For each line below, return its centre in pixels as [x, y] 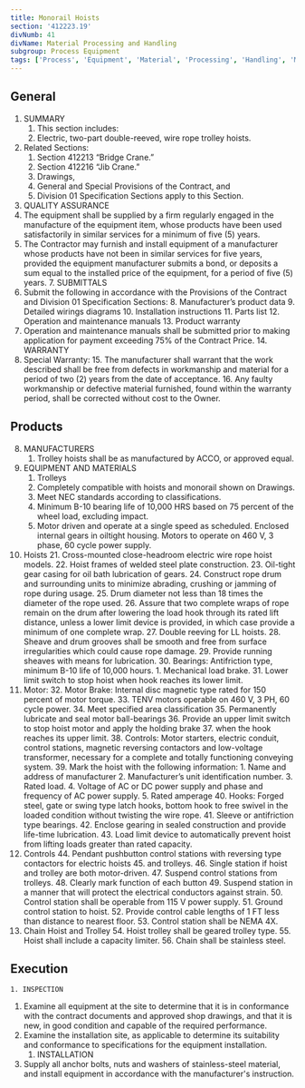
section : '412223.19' [51, 26]
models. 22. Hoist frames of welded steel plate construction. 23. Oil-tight [159, 564]
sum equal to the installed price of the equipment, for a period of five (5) [158, 272]
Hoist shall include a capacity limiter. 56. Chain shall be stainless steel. [154, 940]
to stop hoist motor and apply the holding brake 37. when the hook [147, 728]
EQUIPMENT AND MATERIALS [80, 467]
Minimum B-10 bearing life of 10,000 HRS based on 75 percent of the [165, 506]
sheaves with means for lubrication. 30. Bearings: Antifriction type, [148, 661]
